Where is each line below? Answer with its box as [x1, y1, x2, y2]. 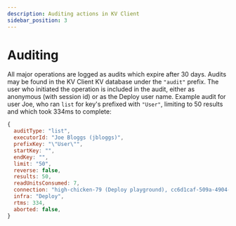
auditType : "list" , [13, 128, 71, 135]
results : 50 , [13, 173, 52, 180]
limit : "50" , [13, 160, 52, 167]
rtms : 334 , [13, 199, 46, 206]
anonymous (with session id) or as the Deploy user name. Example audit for [7, 93, 226, 101]
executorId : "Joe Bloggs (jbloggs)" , [13, 134, 124, 141]
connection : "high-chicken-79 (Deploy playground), [13, 187, 169, 194]
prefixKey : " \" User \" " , [13, 141, 83, 148]
